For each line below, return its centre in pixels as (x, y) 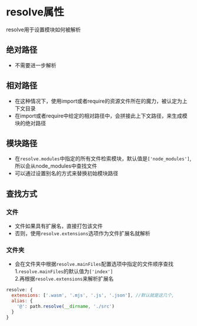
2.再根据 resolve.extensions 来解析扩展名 (64, 279)
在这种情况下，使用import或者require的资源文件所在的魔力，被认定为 (98, 101)
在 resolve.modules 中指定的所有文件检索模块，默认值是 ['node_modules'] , (103, 159)
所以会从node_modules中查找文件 (56, 166)
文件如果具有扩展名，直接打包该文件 (59, 226)
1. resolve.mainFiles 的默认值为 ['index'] (64, 271)
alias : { (22, 301)
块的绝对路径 (30, 123)
